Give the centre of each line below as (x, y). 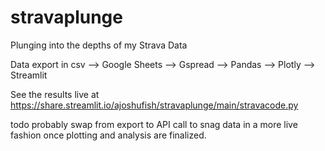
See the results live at (55, 94)
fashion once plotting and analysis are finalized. (108, 135)
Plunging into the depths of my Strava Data (99, 45)
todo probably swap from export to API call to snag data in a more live (154, 124)
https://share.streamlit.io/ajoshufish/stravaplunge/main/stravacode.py (154, 105)
